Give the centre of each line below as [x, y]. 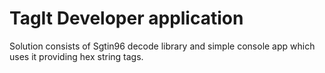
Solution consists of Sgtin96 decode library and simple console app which [162, 46]
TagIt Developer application [126, 18]
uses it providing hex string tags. [76, 56]
